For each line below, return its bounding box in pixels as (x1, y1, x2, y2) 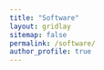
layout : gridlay (9, 22, 71, 31)
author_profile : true (9, 47, 92, 56)
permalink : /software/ (9, 38, 96, 48)
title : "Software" (9, 13, 79, 23)
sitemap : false (9, 30, 68, 39)
